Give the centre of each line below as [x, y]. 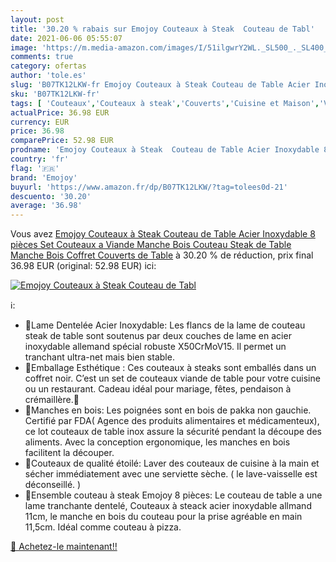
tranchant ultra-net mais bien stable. [99, 357]
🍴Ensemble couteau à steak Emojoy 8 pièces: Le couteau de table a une [173, 495]
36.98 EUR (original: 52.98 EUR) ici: [83, 266]
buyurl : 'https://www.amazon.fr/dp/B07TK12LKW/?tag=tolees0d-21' [149, 187]
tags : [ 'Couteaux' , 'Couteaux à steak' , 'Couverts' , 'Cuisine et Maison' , [165, 103]
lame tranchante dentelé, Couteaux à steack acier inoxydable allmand [168, 506]
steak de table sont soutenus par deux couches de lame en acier [158, 336]
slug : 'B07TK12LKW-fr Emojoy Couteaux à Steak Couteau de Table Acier [160, 85]
